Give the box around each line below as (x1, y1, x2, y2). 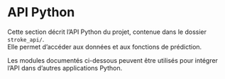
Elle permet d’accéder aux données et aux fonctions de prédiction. (7, 42, 202, 51)
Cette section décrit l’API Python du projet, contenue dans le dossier (7, 28, 207, 36)
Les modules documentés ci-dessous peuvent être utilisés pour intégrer (7, 56, 219, 64)
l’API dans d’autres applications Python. (7, 63, 123, 72)
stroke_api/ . (7, 35, 45, 43)
